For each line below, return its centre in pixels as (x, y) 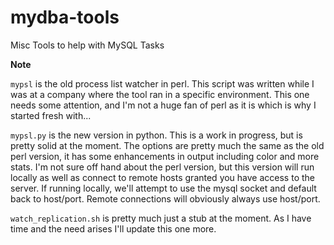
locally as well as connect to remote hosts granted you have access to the (162, 177)
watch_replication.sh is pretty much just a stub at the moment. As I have (161, 218)
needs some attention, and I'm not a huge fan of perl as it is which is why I (163, 105)
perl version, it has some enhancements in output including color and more (165, 156)
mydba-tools (65, 17)
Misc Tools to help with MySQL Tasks (87, 45)
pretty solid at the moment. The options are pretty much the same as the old (167, 145)
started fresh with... (51, 115)
